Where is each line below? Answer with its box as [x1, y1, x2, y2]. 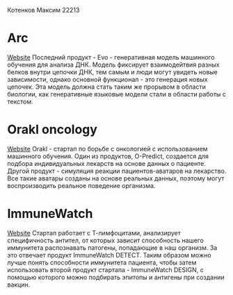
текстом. [7, 97, 33, 106]
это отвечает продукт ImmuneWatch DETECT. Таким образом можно [7, 251, 211, 259]
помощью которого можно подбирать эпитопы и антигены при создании [7, 273, 225, 281]
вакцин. [7, 280, 31, 289]
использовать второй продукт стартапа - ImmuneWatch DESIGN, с [7, 265, 204, 273]
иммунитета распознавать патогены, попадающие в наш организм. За [7, 243, 218, 252]
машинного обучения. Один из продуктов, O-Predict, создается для [7, 152, 209, 160]
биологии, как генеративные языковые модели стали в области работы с [7, 90, 227, 98]
